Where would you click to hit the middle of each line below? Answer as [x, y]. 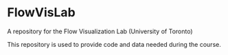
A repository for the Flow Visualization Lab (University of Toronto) [100, 31]
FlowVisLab [41, 13]
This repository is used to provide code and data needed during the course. [114, 44]
